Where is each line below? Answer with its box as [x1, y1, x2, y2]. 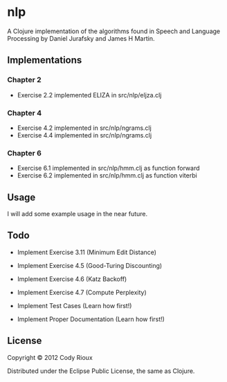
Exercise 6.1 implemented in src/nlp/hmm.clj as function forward [17, 164, 200, 173]
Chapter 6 [7, 148, 42, 157]
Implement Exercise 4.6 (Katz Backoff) [17, 274, 127, 283]
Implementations [7, 55, 82, 66]
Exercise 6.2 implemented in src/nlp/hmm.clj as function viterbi [17, 171, 197, 180]
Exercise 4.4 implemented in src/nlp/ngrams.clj [17, 131, 152, 139]
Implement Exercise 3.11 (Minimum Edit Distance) [17, 248, 157, 256]
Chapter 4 [7, 108, 42, 117]
